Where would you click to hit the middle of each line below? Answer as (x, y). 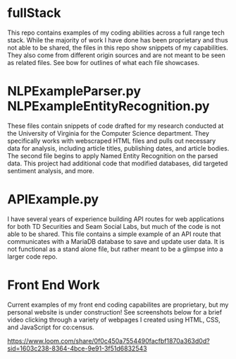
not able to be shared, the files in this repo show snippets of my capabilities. (118, 47)
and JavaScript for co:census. (51, 327)
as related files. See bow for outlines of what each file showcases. (103, 62)
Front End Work (54, 285)
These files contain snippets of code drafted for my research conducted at (116, 126)
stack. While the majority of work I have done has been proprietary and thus (118, 40)
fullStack (34, 13)
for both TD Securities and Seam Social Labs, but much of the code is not (114, 226)
